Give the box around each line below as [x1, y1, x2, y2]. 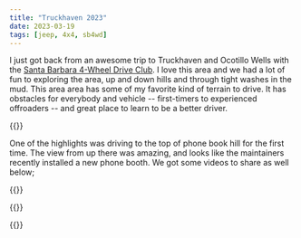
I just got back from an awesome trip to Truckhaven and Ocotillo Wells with [9, 55, 290, 66]
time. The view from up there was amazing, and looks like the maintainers [9, 148, 285, 158]
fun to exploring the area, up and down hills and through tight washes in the [9, 74, 292, 85]
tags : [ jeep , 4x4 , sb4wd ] [9, 30, 107, 39]
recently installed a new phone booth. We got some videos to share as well [9, 157, 289, 168]
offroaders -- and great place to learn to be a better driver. [9, 103, 228, 114]
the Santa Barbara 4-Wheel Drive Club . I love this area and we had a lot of [9, 64, 286, 75]
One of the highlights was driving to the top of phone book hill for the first [9, 138, 285, 149]
